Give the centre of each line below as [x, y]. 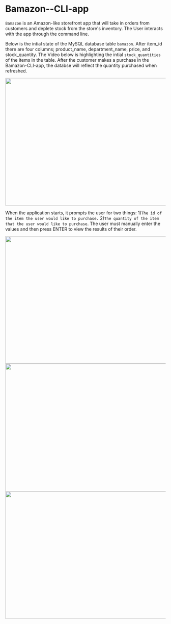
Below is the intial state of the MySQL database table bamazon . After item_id [84, 43]
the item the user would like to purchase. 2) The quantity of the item [82, 218]
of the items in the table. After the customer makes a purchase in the [77, 60]
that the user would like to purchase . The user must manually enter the [83, 223]
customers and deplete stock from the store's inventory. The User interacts [84, 28]
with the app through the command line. [47, 34]
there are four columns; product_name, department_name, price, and [78, 49]
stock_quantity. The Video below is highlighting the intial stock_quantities [83, 55]
